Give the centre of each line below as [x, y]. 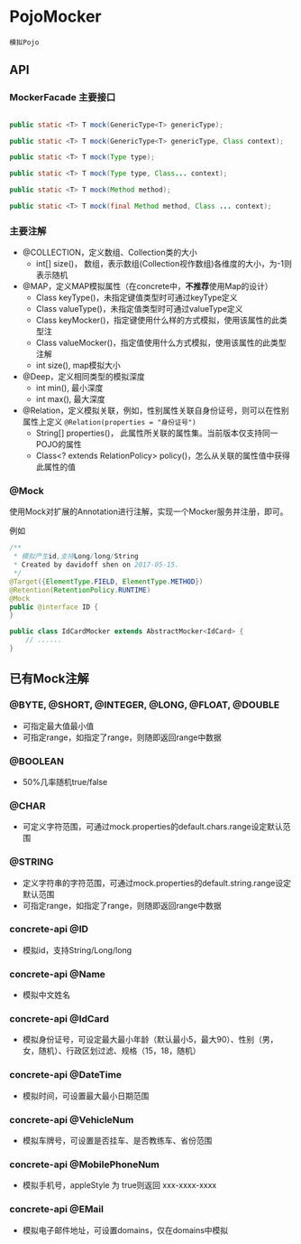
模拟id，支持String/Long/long [77, 949]
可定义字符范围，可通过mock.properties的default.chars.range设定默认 [152, 827]
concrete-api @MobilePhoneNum [84, 1164]
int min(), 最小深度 [69, 388]
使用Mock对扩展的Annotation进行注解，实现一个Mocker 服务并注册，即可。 [149, 511]
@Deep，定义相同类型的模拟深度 [84, 377]
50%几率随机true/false [65, 781]
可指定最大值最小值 [58, 725]
